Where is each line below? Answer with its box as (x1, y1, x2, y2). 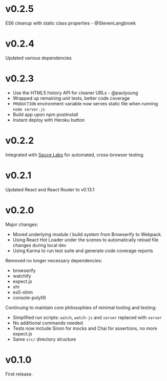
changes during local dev (12, 242, 67, 248)
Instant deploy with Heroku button (12, 117, 85, 123)
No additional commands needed (12, 320, 83, 326)
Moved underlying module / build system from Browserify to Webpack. (12, 231, 162, 237)
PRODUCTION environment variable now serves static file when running (12, 100, 158, 106)
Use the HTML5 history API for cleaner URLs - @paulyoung (12, 89, 138, 96)
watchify (12, 273, 32, 279)
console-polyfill (12, 295, 46, 301)
